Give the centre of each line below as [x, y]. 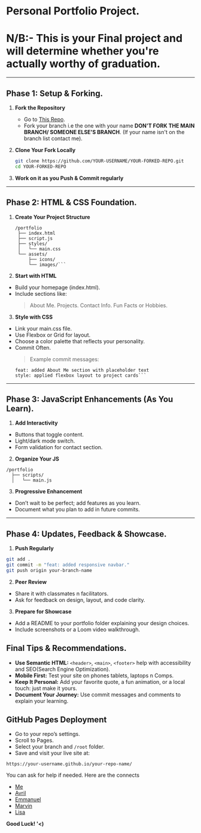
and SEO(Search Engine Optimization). [63, 669]
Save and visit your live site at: [52, 753]
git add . [19, 559]
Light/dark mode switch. [45, 441]
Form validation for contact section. [59, 447]
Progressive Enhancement [48, 492]
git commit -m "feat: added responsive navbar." [68, 565]
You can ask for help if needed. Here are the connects [73, 775]
